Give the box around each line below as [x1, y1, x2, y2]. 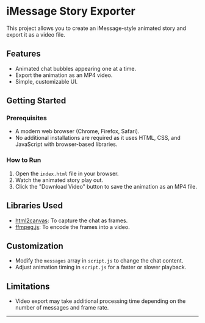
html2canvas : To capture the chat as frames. [15, 217, 128, 224]
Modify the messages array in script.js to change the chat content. [15, 257, 184, 264]
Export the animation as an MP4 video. [15, 71, 113, 79]
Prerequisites [6, 114, 47, 123]
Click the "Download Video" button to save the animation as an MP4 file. [15, 183, 197, 190]
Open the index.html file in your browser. [15, 170, 119, 177]
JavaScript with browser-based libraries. [15, 140, 118, 148]
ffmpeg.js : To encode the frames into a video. [15, 223, 130, 230]
